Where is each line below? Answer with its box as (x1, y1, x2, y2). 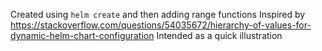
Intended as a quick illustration (156, 30, 283, 41)
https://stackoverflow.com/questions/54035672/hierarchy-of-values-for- (10, 19, 312, 31)
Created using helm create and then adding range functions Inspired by (10, 9, 306, 20)
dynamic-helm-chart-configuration (10, 30, 155, 41)
